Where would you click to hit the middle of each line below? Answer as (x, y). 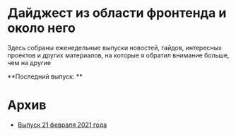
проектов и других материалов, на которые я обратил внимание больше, (118, 55)
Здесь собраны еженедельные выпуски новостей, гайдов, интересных (115, 47)
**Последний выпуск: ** (45, 76)
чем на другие (29, 62)
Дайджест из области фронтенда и (117, 13)
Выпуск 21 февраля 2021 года (62, 125)
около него (41, 28)
